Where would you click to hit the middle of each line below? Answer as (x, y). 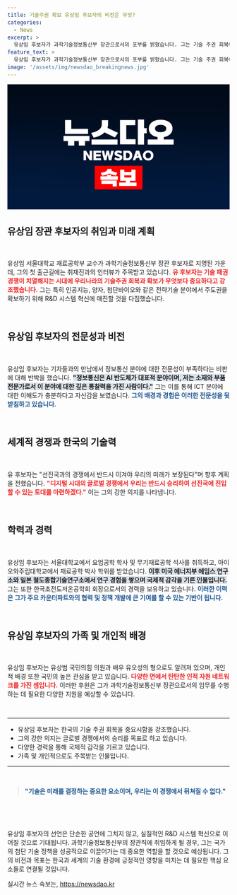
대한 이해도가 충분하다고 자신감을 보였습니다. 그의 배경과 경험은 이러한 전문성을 (115, 395)
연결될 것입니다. (48, 869)
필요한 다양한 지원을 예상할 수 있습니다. (81, 694)
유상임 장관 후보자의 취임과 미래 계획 (81, 231)
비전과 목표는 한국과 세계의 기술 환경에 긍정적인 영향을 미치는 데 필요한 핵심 (118, 860)
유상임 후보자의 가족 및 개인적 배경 (77, 635)
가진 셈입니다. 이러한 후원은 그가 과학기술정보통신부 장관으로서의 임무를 (118, 685)
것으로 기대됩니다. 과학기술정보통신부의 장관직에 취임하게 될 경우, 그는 (116, 843)
